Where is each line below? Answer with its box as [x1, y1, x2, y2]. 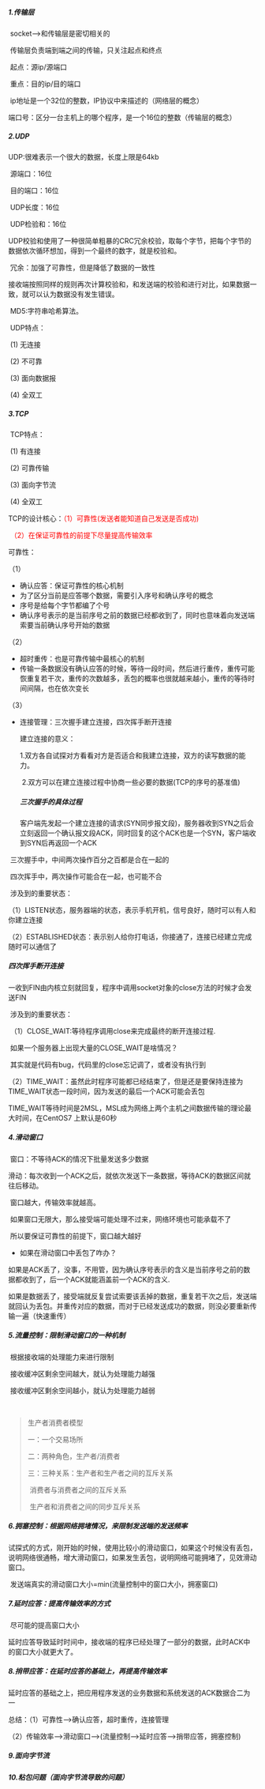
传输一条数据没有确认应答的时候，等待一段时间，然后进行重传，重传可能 [19, 664, 255, 673]
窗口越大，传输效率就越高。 [9, 1197, 100, 1207]
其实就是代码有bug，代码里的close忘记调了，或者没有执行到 [9, 1060, 207, 1069]
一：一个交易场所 [27, 1434, 84, 1444]
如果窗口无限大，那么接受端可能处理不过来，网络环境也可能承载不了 [9, 1214, 231, 1224]
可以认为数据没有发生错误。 [28, 289, 119, 299]
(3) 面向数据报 [9, 373, 57, 382]
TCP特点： [9, 429, 45, 439]
